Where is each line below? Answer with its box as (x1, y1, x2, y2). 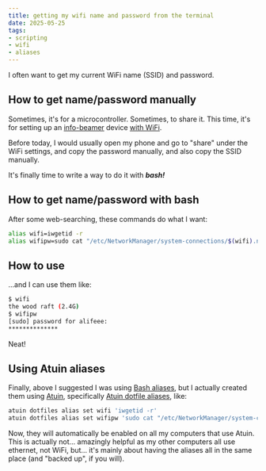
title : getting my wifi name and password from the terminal (8, 11, 215, 20)
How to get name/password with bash (8, 193, 199, 207)
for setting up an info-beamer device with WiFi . (8, 122, 162, 132)
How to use (8, 258, 65, 272)
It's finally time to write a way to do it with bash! (8, 170, 165, 179)
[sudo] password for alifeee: (8, 317, 108, 325)
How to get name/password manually (8, 93, 196, 107)
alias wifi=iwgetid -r (8, 229, 83, 238)
